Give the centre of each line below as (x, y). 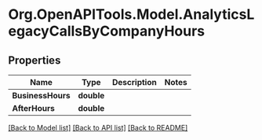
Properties (35, 60)
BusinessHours (41, 96)
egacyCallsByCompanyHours (107, 31)
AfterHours (33, 108)
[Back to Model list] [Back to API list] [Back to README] (98, 128)
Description (135, 82)
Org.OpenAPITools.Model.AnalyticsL (131, 15)
